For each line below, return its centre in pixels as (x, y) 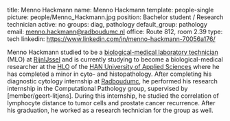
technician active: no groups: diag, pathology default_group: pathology (107, 24)
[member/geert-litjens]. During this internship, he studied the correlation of (113, 96)
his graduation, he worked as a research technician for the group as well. (111, 110)
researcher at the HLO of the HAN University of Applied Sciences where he (113, 67)
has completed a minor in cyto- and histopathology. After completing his (110, 74)
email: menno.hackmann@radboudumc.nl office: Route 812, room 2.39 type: (115, 31)
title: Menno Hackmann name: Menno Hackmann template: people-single (111, 10)
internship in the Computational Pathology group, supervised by (97, 89)
